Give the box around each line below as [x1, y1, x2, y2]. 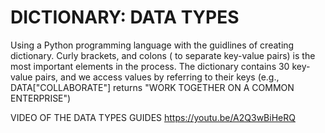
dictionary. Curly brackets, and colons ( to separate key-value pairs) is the [10, 49, 316, 61]
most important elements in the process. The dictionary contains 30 [10, 60, 290, 72]
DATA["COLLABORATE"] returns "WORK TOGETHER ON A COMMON [10, 81, 295, 93]
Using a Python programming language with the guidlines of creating [10, 39, 295, 51]
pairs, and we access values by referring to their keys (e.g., [34, 71, 280, 83]
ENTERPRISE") [10, 92, 72, 104]
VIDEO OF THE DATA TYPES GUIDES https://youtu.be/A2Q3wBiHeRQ [10, 111, 296, 123]
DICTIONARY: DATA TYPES [10, 6, 240, 29]
